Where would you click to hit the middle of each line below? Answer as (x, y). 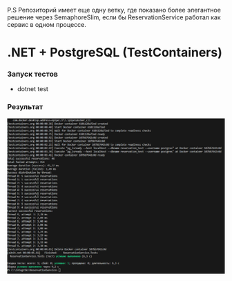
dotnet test (32, 89)
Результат (25, 107)
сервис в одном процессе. (47, 25)
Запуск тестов (33, 74)
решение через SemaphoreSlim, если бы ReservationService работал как (114, 17)
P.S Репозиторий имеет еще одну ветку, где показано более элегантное (114, 10)
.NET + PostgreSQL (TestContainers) (115, 53)
